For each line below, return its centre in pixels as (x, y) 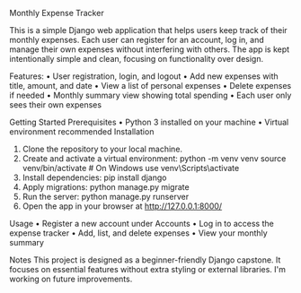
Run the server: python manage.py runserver (106, 197)
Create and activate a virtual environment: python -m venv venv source (154, 159)
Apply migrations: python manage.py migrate (106, 187)
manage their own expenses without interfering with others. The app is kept (150, 49)
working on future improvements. (71, 279)
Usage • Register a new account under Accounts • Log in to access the (142, 224)
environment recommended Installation (82, 132)
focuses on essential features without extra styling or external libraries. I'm (147, 269)
